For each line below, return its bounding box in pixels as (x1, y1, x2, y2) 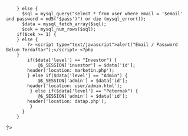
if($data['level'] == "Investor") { (27, 57, 117, 63)
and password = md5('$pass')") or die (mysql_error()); (6, 16, 146, 22)
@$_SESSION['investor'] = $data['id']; (37, 62, 136, 68)
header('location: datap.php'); (27, 98, 107, 104)
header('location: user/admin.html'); (27, 83, 123, 89)
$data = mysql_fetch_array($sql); (21, 21, 107, 27)
